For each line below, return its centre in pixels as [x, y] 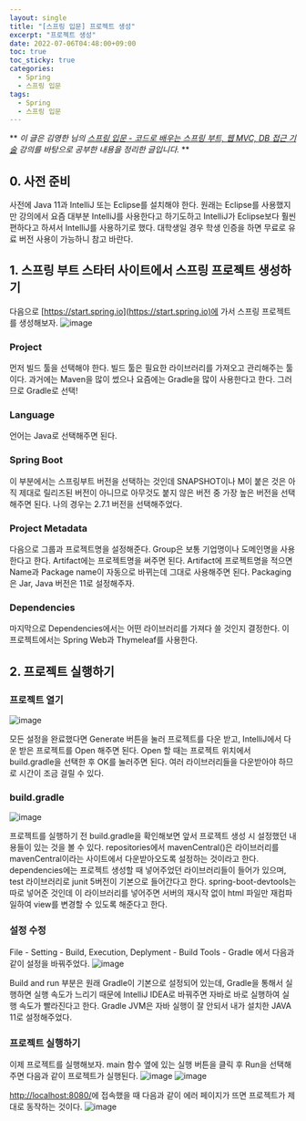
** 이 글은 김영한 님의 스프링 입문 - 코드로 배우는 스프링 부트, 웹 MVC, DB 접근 [148, 139]
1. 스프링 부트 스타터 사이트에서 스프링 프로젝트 [133, 270]
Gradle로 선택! [52, 391]
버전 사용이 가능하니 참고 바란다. [76, 239]
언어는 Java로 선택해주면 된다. [63, 436]
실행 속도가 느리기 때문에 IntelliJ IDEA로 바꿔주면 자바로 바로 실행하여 [157, 994]
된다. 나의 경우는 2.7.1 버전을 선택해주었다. [108, 503]
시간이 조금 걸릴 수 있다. [61, 773]
